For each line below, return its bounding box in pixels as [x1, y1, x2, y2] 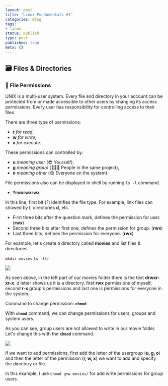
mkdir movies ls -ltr [5, 256, 49, 261]
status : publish [5, 31, 39, 36]
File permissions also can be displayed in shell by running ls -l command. [5, 180, 160, 186]
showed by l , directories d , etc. [5, 205, 69, 211]
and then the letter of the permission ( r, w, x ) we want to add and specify [5, 355, 156, 361]
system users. [5, 316, 34, 322]
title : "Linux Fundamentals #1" [5, 12, 73, 17]
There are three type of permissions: [5, 119, 81, 125]
